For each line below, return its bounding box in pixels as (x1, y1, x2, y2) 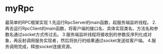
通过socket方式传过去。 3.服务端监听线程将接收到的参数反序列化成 (13, 31, 148, 37)
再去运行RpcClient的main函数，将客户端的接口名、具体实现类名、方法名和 (5, 25, 154, 31)
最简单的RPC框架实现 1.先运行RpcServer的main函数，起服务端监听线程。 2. (5, 19, 157, 25)
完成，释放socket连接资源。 (18, 43, 74, 49)
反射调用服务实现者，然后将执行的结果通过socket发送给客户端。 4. (18, 37, 152, 43)
